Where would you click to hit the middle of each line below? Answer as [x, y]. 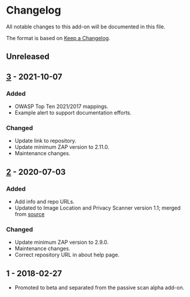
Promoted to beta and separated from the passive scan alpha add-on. [99, 288]
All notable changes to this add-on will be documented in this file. [86, 27]
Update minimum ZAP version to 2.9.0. [62, 242]
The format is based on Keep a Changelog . [58, 38]
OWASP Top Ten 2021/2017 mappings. [61, 106]
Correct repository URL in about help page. [67, 255]
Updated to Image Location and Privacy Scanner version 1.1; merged [98, 208]
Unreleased [28, 57]
